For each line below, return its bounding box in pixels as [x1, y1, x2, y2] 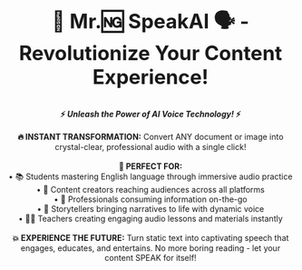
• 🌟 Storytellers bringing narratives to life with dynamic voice [36, 204, 265, 214]
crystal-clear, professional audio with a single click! [54, 142, 247, 152]
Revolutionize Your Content [18, 41, 283, 65]
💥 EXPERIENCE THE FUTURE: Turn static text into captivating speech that [12, 233, 289, 243]
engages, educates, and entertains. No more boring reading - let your [20, 243, 281, 254]
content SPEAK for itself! [104, 253, 197, 263]
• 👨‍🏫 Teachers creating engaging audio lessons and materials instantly [17, 214, 284, 224]
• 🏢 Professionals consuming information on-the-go [54, 194, 248, 205]
